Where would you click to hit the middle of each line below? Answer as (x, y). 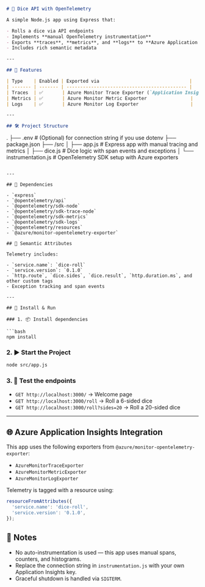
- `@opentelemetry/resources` (45, 228)
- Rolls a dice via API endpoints (50, 31)
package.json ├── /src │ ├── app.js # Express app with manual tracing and (102, 145)
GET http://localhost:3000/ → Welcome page (74, 394)
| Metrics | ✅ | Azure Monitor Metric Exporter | (100, 98)
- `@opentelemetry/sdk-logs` (43, 222)
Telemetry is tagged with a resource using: (60, 490)
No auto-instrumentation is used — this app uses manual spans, (96, 552)
